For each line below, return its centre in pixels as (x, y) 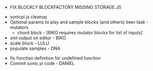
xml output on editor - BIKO (38, 38)
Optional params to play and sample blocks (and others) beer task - (79, 22)
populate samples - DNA (35, 48)
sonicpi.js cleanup (28, 17)
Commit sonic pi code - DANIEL (42, 63)
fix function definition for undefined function (55, 58)
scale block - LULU (30, 43)
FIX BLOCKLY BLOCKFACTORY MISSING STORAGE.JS (66, 7)
